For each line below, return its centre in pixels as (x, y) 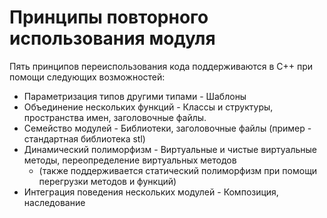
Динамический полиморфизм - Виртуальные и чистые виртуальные (170, 149)
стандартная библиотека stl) (84, 138)
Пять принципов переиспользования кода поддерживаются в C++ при (161, 66)
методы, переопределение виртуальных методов (130, 160)
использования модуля (112, 38)
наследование (54, 202)
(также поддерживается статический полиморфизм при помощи (178, 170)
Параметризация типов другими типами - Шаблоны (135, 96)
